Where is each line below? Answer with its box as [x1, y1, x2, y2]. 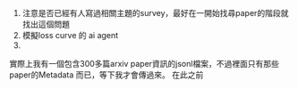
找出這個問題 [21, 19, 70, 29]
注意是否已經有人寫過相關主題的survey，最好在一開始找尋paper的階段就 [21, 8, 289, 18]
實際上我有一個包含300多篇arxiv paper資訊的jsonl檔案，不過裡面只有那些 [9, 59, 279, 69]
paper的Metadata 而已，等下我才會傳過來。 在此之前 [9, 69, 204, 80]
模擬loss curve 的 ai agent [21, 30, 119, 40]
